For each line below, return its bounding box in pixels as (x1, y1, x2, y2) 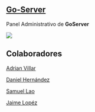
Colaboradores (6, 49, 63, 59)
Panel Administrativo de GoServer (6, 20, 90, 27)
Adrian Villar (6, 65, 37, 72)
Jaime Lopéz (6, 99, 38, 106)
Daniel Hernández (6, 76, 50, 83)
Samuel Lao (6, 87, 35, 94)
